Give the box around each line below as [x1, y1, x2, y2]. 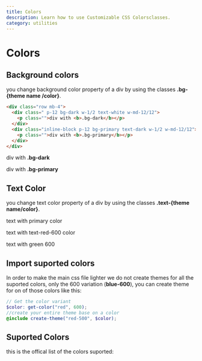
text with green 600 [6, 240, 55, 248]
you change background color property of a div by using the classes [6, 86, 176, 93]
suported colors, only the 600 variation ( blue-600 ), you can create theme [6, 281, 189, 287]
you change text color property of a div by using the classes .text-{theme [6, 199, 190, 207]
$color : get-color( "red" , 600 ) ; [6, 304, 87, 310]
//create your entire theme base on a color [6, 310, 120, 316]
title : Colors [6, 8, 42, 15]
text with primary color [6, 218, 63, 225]
